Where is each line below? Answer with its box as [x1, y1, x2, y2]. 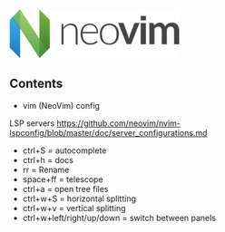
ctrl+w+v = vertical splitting [22, 202, 126, 213]
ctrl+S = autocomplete [22, 145, 107, 156]
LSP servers [9, 118, 55, 129]
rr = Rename [22, 164, 70, 175]
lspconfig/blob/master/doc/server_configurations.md [9, 127, 208, 138]
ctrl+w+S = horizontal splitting [22, 193, 137, 204]
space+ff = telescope [22, 173, 103, 185]
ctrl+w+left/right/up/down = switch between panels [22, 212, 216, 223]
